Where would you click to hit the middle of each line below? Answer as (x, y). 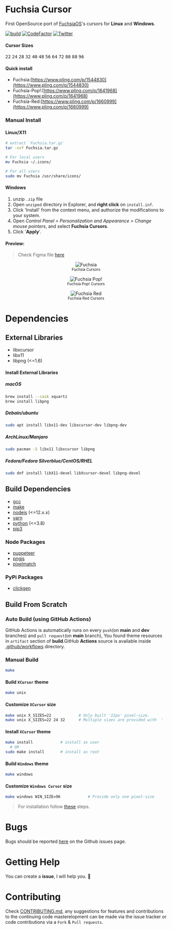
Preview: (15, 243)
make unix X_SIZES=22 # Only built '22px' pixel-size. (78, 715)
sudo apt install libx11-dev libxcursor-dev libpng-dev (66, 425)
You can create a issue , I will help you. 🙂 (48, 876)
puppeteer (24, 553)
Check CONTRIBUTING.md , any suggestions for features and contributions (84, 911)
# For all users (23, 171)
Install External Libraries (32, 372)
